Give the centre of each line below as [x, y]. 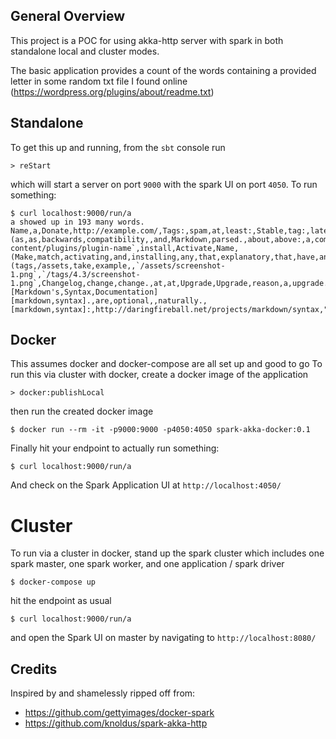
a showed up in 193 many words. [77, 222]
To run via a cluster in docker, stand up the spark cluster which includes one [167, 553]
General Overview [68, 16]
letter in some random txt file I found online [99, 81]
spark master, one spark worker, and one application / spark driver [147, 564]
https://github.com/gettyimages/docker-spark [119, 713]
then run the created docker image [82, 411]
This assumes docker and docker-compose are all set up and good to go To [166, 364]
